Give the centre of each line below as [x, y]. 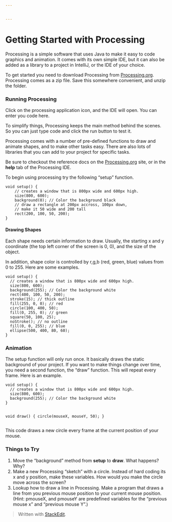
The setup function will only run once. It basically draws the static [75, 359]
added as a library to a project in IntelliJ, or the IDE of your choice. [75, 65]
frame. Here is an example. [34, 376]
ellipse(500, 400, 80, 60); [40, 331]
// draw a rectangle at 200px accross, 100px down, [71, 204]
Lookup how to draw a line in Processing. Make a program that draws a [88, 488]
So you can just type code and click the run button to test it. [69, 131]
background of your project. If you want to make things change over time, [83, 365]
